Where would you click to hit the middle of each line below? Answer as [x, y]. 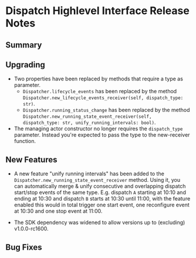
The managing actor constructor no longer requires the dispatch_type [98, 129]
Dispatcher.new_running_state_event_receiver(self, [87, 117]
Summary [24, 45]
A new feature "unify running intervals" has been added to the [89, 174]
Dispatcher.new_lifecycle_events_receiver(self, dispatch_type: [103, 98]
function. [25, 141]
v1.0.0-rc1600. [31, 229]
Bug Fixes [24, 247]
